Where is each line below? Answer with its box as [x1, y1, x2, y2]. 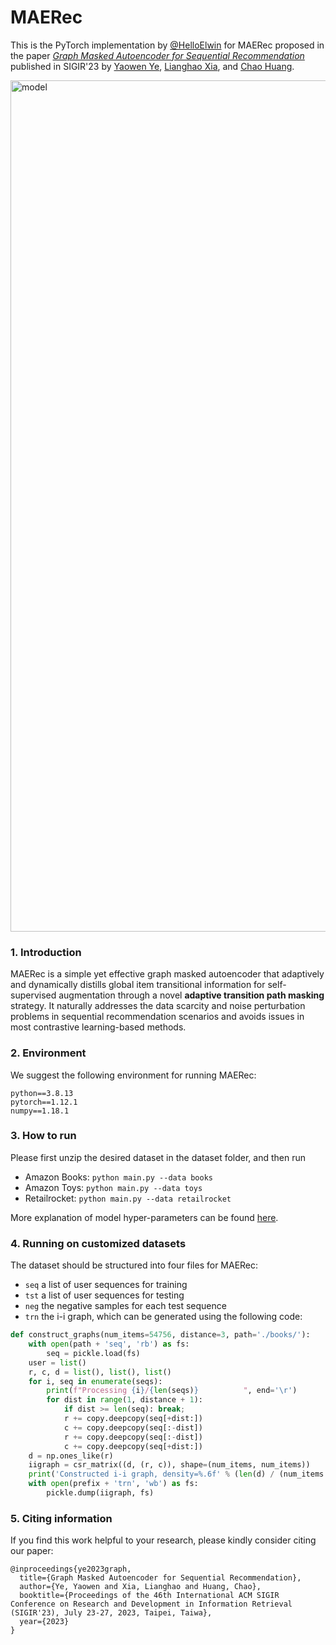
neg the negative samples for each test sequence [24, 1300, 227, 1312]
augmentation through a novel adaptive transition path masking [58, 989, 325, 1001]
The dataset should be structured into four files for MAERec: [10, 1259, 259, 1271]
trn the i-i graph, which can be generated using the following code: [24, 1311, 303, 1323]
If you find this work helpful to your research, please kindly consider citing [10, 1534, 317, 1546]
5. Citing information [10, 1511, 113, 1525]
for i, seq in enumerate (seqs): [28, 1376, 163, 1386]
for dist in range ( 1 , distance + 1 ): [46, 1395, 203, 1405]
